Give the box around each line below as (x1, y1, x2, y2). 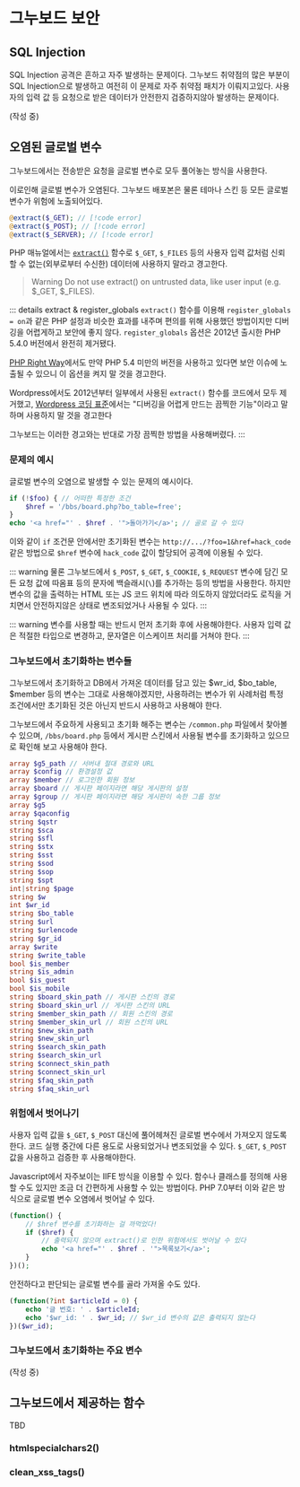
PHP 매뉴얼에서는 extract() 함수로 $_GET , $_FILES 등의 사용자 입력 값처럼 (9, 248, 269, 258)
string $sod (9, 859, 54, 869)
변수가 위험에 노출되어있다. (9, 195, 103, 206)
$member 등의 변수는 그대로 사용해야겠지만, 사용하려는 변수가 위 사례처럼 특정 (9, 688, 284, 699)
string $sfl (9, 834, 54, 844)
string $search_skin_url (9, 1051, 102, 1060)
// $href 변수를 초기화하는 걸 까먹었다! (25, 1220, 158, 1229)
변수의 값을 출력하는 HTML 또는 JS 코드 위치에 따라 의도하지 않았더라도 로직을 (9, 589, 282, 599)
